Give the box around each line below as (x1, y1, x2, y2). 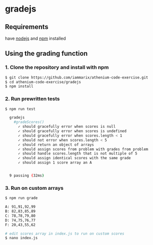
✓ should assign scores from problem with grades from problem (17, 147, 149, 152)
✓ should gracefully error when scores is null (17, 124, 116, 129)
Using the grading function (5, 49, 88, 58)
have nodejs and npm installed (5, 35, 66, 41)
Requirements (5, 23, 48, 31)
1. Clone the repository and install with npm (5, 64, 109, 71)
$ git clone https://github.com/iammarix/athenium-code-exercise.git (5, 75, 149, 80)
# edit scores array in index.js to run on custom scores (5, 231, 124, 236)
